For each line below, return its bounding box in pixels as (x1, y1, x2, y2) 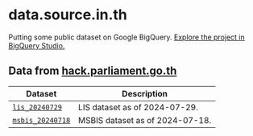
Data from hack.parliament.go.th (8, 64, 177, 78)
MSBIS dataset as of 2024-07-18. (77, 114, 212, 126)
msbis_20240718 (12, 115, 71, 125)
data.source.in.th (8, 6, 127, 24)
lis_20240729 (12, 102, 63, 112)
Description (122, 88, 168, 99)
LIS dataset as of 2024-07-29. (77, 101, 199, 113)
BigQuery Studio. (8, 40, 65, 50)
